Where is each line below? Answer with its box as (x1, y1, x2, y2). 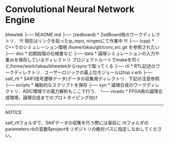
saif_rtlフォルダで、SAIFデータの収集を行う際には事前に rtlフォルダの (5, 119, 149, 125)
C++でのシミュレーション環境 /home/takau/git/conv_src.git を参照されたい (5, 44, 160, 50)
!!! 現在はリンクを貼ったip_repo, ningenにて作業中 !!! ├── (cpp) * (19, 38, 154, 44)
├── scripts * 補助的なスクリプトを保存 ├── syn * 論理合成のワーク (5, 82, 147, 88)
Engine (5, 14, 35, 26)
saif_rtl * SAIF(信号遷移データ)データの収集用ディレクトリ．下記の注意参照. (5, 76, 161, 82)
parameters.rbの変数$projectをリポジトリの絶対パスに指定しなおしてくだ (5, 126, 157, 132)
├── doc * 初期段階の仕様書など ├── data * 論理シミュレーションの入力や (5, 50, 160, 56)
